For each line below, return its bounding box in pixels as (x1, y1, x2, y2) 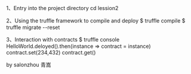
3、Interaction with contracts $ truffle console (6, 36, 120, 43)
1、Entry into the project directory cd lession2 (6, 5, 119, 11)
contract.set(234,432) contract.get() (6, 49, 96, 56)
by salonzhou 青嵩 (6, 61, 52, 68)
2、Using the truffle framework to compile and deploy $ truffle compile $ (6, 17, 186, 24)
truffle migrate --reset (6, 24, 60, 31)
